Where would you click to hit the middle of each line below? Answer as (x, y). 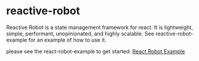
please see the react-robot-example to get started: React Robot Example (96, 51)
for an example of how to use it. (67, 40)
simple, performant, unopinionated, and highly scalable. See (80, 33)
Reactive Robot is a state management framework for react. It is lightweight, (99, 27)
